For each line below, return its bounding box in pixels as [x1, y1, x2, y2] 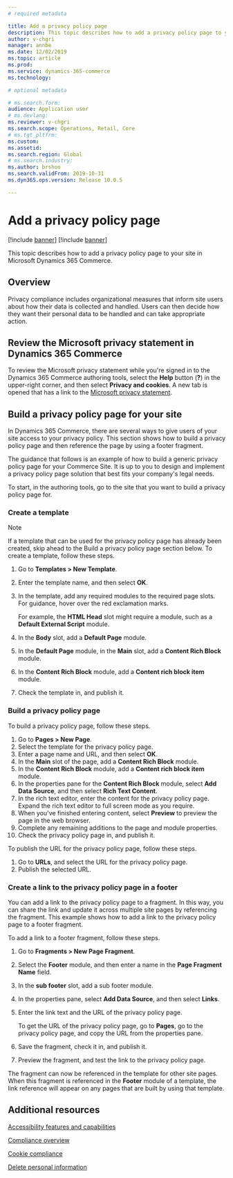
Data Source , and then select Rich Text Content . [17, 786, 158, 795]
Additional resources [8, 1104, 100, 1116]
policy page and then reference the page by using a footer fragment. [8, 442, 203, 450]
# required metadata [8, 10, 68, 17]
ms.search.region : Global [8, 150, 82, 158]
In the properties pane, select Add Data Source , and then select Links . [17, 995, 220, 1003]
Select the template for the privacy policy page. [17, 743, 153, 751]
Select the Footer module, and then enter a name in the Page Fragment [17, 961, 222, 969]
